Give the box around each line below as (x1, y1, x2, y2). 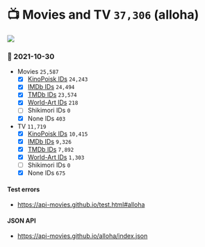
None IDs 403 (27, 114, 66, 122)
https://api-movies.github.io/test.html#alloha (17, 200, 145, 209)
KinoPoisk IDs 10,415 (27, 129, 88, 138)
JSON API (7, 216, 36, 225)
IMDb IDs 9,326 (27, 137, 72, 145)
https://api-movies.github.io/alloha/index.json (17, 232, 148, 240)
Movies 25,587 (17, 67, 59, 76)
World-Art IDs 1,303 (27, 152, 85, 161)
